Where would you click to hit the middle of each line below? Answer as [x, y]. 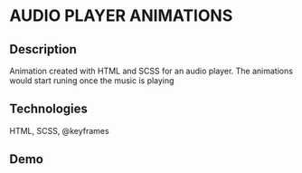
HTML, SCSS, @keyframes [60, 130]
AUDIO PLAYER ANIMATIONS [121, 16]
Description [43, 49]
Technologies [49, 109]
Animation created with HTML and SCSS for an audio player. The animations [151, 71]
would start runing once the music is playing [92, 81]
